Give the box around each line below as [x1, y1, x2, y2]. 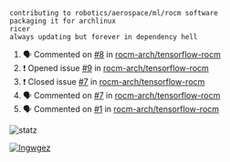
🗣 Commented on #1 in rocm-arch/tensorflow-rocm [22, 104, 220, 114]
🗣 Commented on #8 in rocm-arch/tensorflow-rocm [22, 49, 222, 59]
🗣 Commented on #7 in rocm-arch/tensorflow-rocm [22, 90, 221, 100]
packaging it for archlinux [9, 16, 117, 25]
